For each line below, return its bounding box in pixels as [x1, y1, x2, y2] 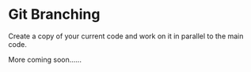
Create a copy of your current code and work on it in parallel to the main [8, 31, 244, 41]
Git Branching [8, 5, 101, 23]
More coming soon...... [8, 55, 82, 64]
